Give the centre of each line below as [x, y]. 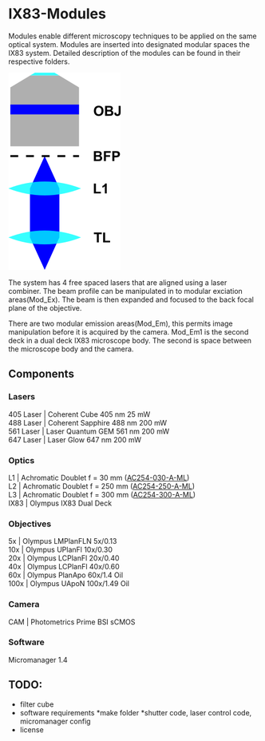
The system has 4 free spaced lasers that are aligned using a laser [118, 282]
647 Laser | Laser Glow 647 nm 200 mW [75, 439]
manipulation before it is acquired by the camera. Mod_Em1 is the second [129, 331]
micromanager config [55, 721]
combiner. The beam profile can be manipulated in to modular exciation [126, 291]
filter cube [37, 704]
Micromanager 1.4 [38, 660]
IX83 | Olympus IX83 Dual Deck [60, 503]
